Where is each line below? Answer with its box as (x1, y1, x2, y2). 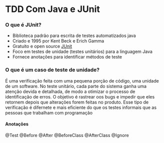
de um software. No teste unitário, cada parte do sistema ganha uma (5, 83, 146, 89)
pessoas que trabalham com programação (5, 109, 93, 115)
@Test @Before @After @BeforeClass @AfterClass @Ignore (5, 132, 129, 138)
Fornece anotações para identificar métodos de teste (12, 54, 122, 60)
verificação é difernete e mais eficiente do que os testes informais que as (5, 104, 156, 110)
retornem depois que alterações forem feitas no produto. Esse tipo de (5, 99, 149, 105)
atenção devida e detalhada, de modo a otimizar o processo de (5, 88, 135, 94)
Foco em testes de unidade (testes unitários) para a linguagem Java (12, 48, 152, 54)
